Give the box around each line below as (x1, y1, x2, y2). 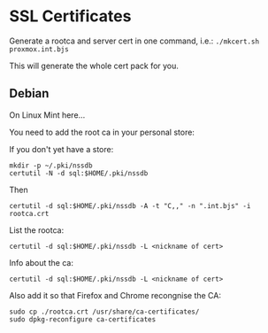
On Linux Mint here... (9, 109, 86, 120)
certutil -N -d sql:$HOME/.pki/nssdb (9, 168, 149, 178)
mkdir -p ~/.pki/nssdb (9, 161, 93, 170)
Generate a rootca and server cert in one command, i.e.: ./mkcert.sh (9, 35, 259, 46)
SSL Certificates (9, 6, 132, 27)
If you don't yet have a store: (9, 143, 114, 154)
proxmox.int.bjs (9, 44, 69, 54)
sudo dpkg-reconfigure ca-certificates (9, 314, 157, 324)
